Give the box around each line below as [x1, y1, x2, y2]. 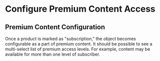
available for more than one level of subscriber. [5, 51, 101, 57]
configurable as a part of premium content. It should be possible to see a [5, 41, 153, 47]
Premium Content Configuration [5, 23, 106, 31]
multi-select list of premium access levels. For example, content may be [5, 46, 151, 52]
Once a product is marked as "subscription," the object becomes [5, 36, 136, 41]
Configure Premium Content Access [5, 3, 156, 15]
